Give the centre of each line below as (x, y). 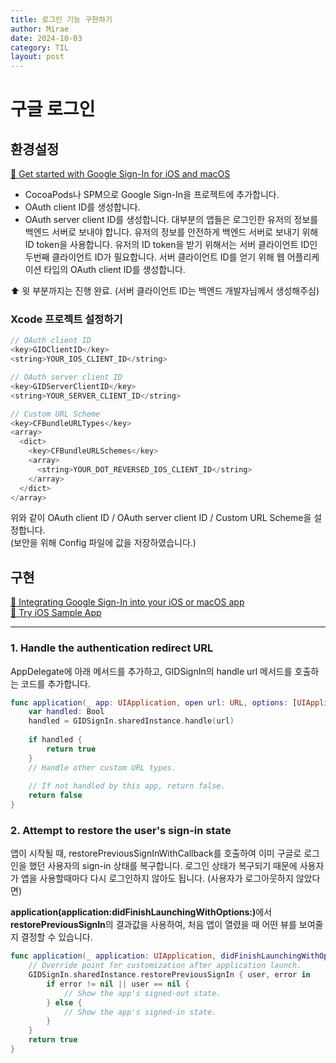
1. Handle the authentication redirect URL (112, 648)
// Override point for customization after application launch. (165, 966)
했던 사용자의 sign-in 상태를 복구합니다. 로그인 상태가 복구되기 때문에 (163, 866)
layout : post (37, 57)
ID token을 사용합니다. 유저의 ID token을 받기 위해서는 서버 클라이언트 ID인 (171, 245)
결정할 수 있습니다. (56, 937)
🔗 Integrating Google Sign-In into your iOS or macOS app (127, 602)
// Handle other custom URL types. (102, 767)
